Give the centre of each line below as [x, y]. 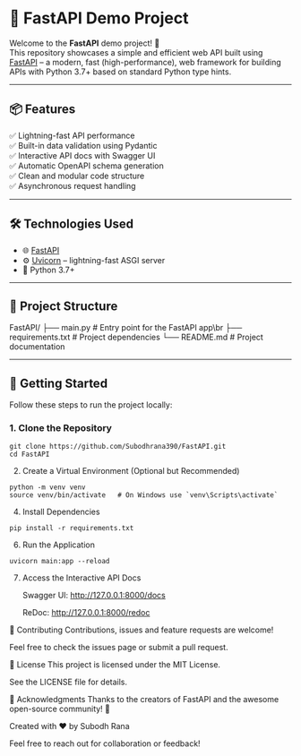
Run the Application [59, 545]
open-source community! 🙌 [60, 709]
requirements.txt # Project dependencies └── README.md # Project [137, 337]
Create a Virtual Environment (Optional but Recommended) [131, 471]
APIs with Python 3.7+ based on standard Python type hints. [120, 72]
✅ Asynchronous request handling [73, 185]
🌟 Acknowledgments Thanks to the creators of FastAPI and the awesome [144, 700]
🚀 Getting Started [59, 383]
